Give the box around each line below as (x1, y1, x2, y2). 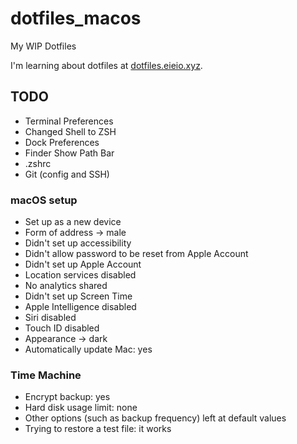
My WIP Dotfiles (10, 40, 77, 52)
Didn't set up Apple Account (24, 258, 142, 271)
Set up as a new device (24, 216, 122, 228)
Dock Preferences (24, 136, 100, 148)
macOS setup (10, 193, 78, 207)
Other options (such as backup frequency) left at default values (24, 412, 287, 424)
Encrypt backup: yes (24, 391, 111, 403)
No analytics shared (24, 280, 108, 292)
